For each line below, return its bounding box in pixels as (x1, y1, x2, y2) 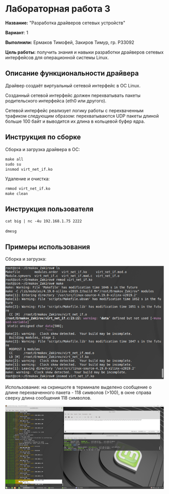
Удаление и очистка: (5, 175, 50, 182)
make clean (5, 191, 28, 196)
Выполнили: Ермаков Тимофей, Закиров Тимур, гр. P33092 (5, 39, 135, 45)
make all (5, 157, 24, 162)
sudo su (5, 162, 22, 167)
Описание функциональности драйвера (5, 69, 139, 78)
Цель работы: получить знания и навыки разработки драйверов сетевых (5, 49, 164, 55)
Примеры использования (5, 242, 91, 251)
